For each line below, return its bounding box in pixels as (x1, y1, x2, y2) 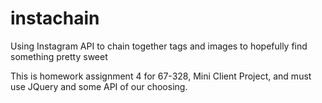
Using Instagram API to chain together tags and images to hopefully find (10, 40, 308, 52)
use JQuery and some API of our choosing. (10, 80, 188, 92)
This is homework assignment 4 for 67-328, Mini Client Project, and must (10, 70, 312, 82)
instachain (10, 7, 100, 30)
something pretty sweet (10, 50, 108, 62)
